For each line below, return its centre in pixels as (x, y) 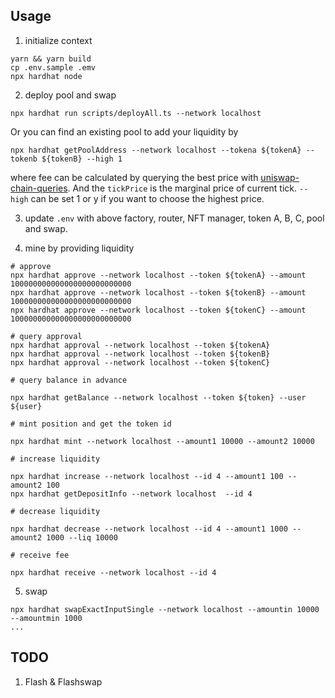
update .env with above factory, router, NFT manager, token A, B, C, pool (174, 218)
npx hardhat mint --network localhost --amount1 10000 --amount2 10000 (162, 441)
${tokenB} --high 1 (82, 159)
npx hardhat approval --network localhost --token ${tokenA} (140, 345)
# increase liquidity (55, 459)
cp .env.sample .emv (53, 67)
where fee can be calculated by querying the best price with (134, 177)
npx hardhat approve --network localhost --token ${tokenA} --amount (158, 275)
